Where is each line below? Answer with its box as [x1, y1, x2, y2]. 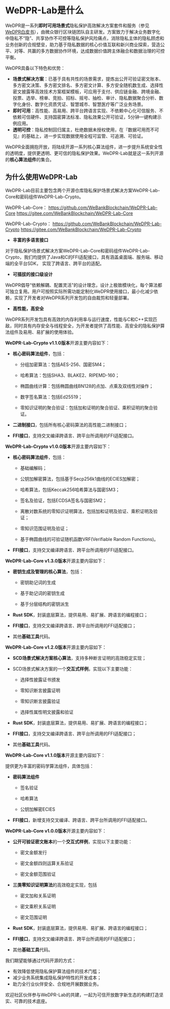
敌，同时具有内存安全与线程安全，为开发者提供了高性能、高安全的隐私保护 [5, 322, 160, 328]
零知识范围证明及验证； [20, 525, 69, 531]
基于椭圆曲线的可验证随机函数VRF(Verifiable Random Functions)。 [20, 536, 158, 542]
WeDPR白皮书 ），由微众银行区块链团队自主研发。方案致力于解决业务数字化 [5, 28, 161, 35]
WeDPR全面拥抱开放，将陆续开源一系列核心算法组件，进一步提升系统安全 [5, 143, 158, 150]
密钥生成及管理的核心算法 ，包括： [12, 568, 84, 574]
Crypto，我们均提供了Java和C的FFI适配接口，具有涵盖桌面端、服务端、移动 [5, 254, 163, 260]
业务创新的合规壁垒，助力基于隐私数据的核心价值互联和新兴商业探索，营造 [5, 41, 160, 47]
